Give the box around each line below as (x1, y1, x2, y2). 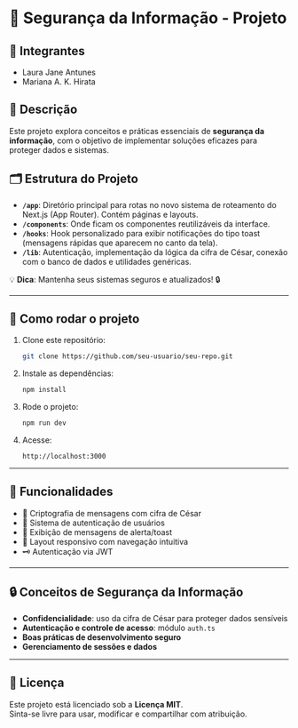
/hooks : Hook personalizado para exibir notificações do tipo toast (21, 228, 261, 238)
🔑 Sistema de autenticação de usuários (21, 517, 166, 528)
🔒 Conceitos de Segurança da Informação (9, 585, 244, 600)
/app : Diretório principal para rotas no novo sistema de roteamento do (21, 199, 277, 210)
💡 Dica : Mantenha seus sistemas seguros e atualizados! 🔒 (9, 274, 221, 284)
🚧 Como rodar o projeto (9, 311, 140, 327)
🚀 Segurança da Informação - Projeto (9, 8, 287, 28)
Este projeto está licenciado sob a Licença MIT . (9, 699, 184, 709)
